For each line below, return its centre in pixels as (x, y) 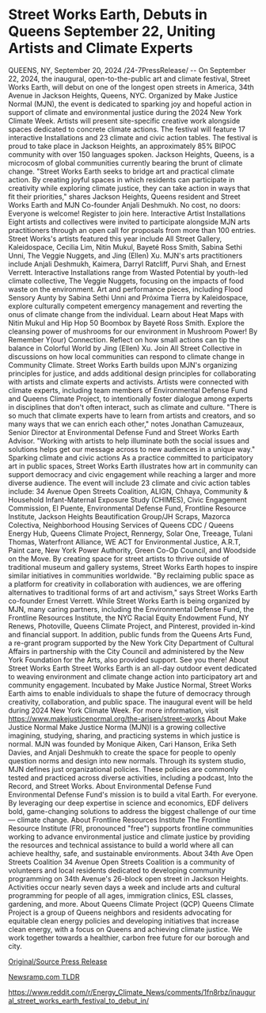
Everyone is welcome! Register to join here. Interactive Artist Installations (127, 213)
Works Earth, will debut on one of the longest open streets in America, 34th (131, 87)
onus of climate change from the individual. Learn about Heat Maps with (126, 314)
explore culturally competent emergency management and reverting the (125, 306)
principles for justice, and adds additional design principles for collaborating (132, 373)
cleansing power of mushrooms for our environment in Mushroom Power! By (133, 331)
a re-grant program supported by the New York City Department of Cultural (131, 643)
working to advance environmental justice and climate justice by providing (129, 836)
